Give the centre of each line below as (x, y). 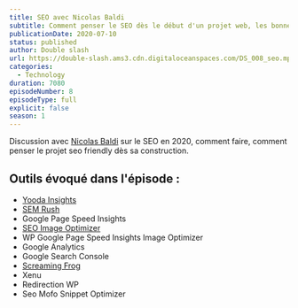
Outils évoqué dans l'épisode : (94, 178)
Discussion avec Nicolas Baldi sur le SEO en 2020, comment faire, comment (148, 142)
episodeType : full (43, 100)
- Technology (41, 75)
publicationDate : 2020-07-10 (63, 34)
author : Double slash (49, 50)
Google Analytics (53, 246)
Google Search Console (65, 256)
